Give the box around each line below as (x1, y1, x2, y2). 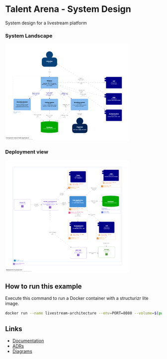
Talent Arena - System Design (5, 3, 131, 15)
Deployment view (5, 148, 49, 155)
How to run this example (5, 282, 82, 290)
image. (5, 300, 19, 306)
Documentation (12, 338, 44, 344)
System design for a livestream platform (5, 20, 87, 26)
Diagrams (12, 349, 32, 355)
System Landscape (5, 32, 53, 39)
